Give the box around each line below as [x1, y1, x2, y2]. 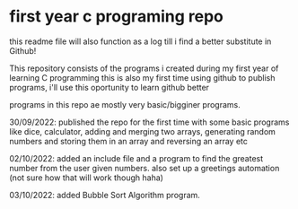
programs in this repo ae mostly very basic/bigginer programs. [9, 99, 241, 109]
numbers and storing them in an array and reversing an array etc [9, 135, 249, 146]
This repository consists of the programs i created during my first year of [9, 63, 279, 74]
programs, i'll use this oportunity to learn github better [9, 82, 209, 92]
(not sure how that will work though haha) [9, 172, 164, 183]
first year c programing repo [9, 6, 224, 27]
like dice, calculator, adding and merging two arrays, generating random [9, 126, 276, 136]
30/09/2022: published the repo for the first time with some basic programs [9, 117, 290, 127]
